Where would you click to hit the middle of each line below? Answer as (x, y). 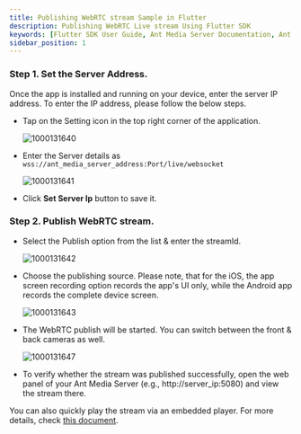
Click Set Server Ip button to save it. (89, 198)
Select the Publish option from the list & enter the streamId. (132, 241)
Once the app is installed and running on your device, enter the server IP (144, 93)
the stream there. (54, 393)
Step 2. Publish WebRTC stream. (82, 221)
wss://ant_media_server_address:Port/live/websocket (123, 164)
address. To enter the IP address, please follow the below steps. (128, 103)
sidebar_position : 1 (48, 43)
